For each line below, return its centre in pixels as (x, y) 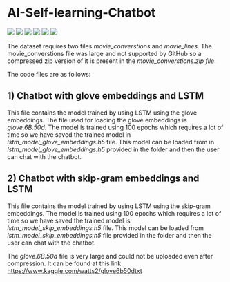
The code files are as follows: (49, 74)
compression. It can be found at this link (64, 263)
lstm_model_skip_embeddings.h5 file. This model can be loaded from (105, 228)
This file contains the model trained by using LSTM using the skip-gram (109, 206)
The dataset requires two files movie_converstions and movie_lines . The (110, 46)
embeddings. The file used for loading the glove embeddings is (97, 120)
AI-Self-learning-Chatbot (82, 13)
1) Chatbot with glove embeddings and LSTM (105, 96)
